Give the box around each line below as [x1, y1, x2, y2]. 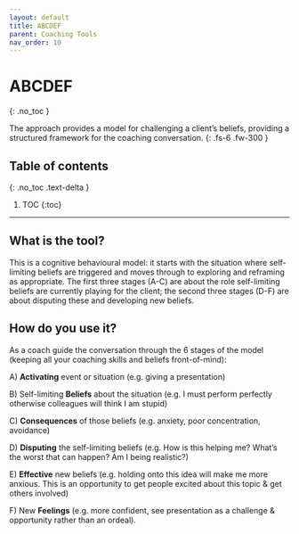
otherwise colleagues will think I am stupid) [9, 398, 168, 408]
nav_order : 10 [9, 37, 62, 47]
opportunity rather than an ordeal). [9, 514, 136, 525]
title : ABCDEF [9, 21, 62, 30]
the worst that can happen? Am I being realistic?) [9, 451, 190, 462]
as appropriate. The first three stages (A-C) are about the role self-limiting [9, 275, 280, 286]
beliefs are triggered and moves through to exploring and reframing [37, 267, 285, 277]
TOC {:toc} [21, 200, 62, 209]
